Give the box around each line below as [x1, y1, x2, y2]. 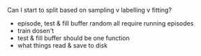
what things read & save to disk [17, 41, 108, 49]
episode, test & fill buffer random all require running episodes [17, 19, 194, 27]
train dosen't [17, 27, 54, 35]
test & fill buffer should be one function [17, 34, 131, 42]
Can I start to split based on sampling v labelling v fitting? [7, 6, 172, 14]
